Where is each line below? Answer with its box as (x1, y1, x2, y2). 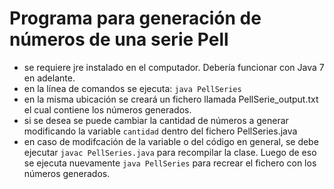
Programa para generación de (9, 7, 262, 30)
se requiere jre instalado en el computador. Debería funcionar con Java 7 (23, 61, 325, 73)
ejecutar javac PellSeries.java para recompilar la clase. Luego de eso (23, 146, 317, 158)
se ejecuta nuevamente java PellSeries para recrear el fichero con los (23, 157, 317, 169)
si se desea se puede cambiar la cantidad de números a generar (23, 114, 289, 126)
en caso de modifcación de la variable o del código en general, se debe (23, 135, 319, 147)
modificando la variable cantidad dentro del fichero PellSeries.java (23, 125, 298, 137)
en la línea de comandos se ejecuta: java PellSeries (23, 82, 242, 94)
